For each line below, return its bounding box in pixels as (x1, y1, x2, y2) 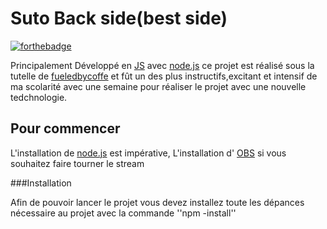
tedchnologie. (10, 91, 68, 103)
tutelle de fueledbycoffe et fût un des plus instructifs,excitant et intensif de (10, 70, 318, 82)
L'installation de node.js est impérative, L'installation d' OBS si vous (10, 147, 287, 159)
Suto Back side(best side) (10, 7, 228, 30)
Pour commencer (10, 120, 121, 137)
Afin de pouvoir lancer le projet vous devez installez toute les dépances (10, 196, 305, 208)
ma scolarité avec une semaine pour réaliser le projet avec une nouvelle (10, 80, 307, 92)
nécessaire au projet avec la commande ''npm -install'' (10, 207, 237, 219)
